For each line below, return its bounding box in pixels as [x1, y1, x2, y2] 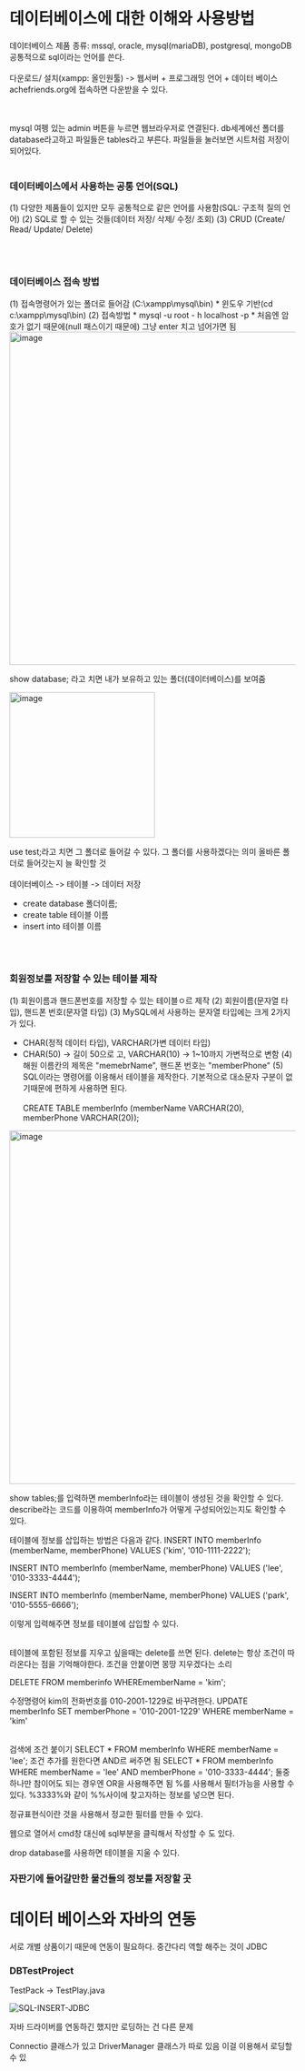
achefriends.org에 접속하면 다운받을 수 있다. [9, 84, 169, 95]
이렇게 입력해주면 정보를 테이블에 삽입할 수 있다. [9, 1618, 180, 1629]
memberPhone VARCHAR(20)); [22, 1111, 140, 1123]
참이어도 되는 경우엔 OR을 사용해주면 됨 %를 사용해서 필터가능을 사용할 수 [33, 1777, 295, 1788]
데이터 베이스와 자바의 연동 [9, 1909, 197, 1929]
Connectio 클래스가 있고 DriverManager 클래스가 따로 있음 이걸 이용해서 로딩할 [9, 2040, 293, 2051]
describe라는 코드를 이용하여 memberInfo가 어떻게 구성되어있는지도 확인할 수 [9, 1503, 287, 1514]
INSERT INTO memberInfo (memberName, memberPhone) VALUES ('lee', [9, 1562, 283, 1573]
